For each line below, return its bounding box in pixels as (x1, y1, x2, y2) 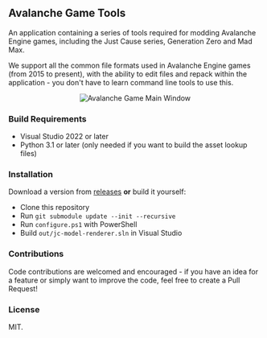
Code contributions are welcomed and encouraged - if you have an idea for (8, 266, 259, 276)
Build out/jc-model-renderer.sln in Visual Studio (19, 229, 183, 238)
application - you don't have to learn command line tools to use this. (8, 77, 234, 87)
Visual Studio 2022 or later (19, 132, 109, 142)
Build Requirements (8, 113, 87, 124)
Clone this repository (19, 203, 90, 212)
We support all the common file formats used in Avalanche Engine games (8, 60, 251, 70)
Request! (8, 283, 38, 293)
